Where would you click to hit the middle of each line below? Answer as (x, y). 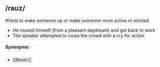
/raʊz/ (15, 8)
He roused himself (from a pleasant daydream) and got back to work (84, 30)
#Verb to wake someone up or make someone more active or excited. (78, 20)
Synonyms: (18, 47)
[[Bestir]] (22, 59)
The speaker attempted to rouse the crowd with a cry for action (78, 35)
